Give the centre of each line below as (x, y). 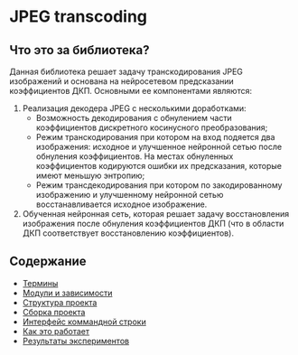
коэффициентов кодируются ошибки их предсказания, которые (159, 166)
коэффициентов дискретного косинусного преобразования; (152, 127)
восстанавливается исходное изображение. (121, 204)
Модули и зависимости (67, 293)
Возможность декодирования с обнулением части (134, 118)
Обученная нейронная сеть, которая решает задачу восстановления (156, 214)
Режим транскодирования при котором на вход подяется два (155, 137)
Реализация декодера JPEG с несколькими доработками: (134, 108)
